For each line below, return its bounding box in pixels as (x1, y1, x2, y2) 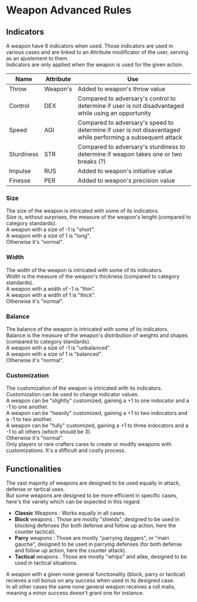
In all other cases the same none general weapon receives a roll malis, (6, 583, 176, 590)
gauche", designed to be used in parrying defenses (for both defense (14, 540, 182, 547)
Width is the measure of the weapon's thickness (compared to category (6, 273, 180, 280)
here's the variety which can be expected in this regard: (6, 498, 141, 505)
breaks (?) (77, 158, 106, 165)
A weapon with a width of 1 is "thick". (6, 291, 96, 298)
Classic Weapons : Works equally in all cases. (14, 509, 126, 516)
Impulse (9, 167, 31, 175)
